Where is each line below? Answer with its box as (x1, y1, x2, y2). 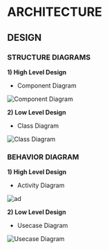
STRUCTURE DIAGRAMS (7, 52, 91, 62)
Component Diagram (17, 81, 77, 90)
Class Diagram (17, 122, 59, 130)
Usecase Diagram (17, 222, 68, 230)
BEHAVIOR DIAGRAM (7, 152, 79, 162)
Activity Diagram (17, 181, 65, 190)
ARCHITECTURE (7, 4, 102, 20)
